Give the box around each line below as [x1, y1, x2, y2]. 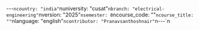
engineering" [6, 12, 39, 18]
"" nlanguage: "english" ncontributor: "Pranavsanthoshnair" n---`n [6, 18, 170, 24]
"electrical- [132, 6, 165, 12]
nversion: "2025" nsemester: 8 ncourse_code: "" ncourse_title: [38, 11, 194, 18]
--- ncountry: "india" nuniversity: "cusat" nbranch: [6, 5, 130, 12]
